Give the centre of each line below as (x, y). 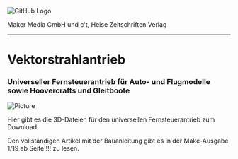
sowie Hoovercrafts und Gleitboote (69, 90)
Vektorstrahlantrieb (67, 60)
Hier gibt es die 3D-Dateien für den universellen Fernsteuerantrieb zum (111, 119)
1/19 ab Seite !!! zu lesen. (43, 148)
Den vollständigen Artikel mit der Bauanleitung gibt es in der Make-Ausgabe (118, 141)
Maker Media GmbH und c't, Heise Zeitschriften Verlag (87, 24)
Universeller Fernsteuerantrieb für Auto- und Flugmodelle (109, 82)
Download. (23, 127)
